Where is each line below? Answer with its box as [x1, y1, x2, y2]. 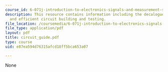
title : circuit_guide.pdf [5, 35, 59, 40]
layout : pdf [5, 30, 30, 35]
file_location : [5, 21, 37, 26]
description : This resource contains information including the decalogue [5, 12, 164, 17]
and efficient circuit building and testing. [9, 16, 106, 21]
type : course [5, 40, 32, 45]
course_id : [5, 7, 28, 12]
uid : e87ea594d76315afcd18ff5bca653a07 [5, 44, 88, 49]
